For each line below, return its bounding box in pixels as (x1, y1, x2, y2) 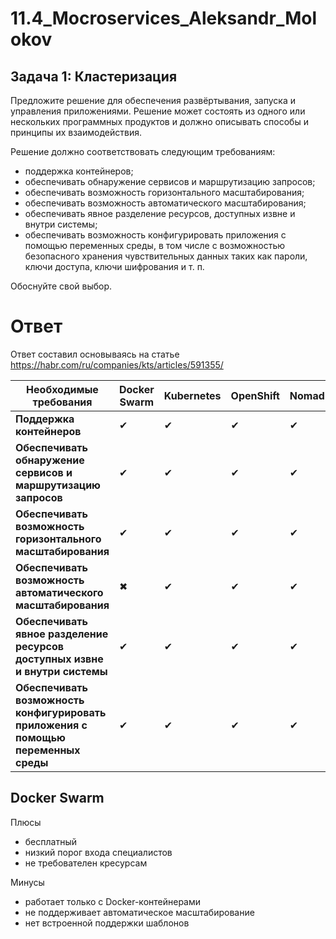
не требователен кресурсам (24, 857, 148, 869)
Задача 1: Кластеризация (10, 68, 178, 85)
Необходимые (26, 382, 99, 396)
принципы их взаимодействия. (10, 127, 142, 138)
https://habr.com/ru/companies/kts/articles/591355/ (10, 358, 224, 371)
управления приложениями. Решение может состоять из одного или (10, 105, 306, 117)
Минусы (10, 876, 45, 888)
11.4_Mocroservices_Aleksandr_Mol (10, 7, 318, 30)
